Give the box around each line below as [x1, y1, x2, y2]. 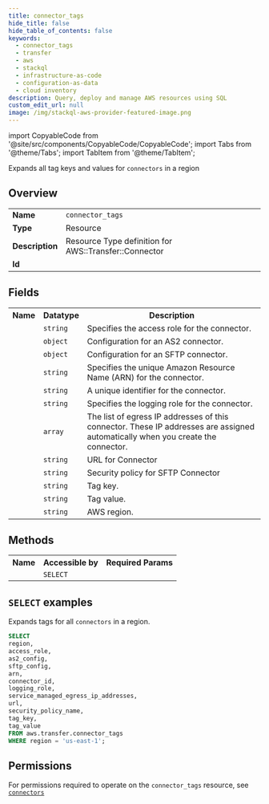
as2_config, [8, 655, 48, 663]
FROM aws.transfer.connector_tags [8, 729, 124, 737]
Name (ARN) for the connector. [86, 372, 204, 383]
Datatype [42, 310, 80, 321]
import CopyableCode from [8, 131, 98, 140]
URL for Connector [86, 454, 158, 465]
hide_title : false [8, 19, 70, 27]
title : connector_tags [8, 11, 84, 20]
